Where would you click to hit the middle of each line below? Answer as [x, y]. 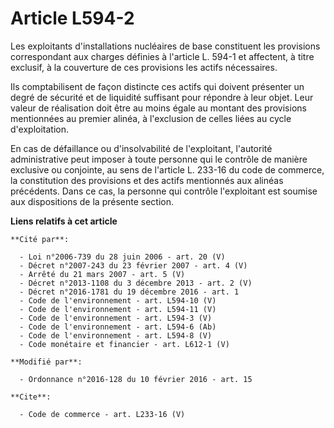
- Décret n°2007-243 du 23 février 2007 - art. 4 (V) [133, 265]
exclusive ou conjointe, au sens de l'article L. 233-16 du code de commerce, [167, 169]
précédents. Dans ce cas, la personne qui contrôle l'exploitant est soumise [164, 191]
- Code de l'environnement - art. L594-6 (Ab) [118, 327]
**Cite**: [31, 397]
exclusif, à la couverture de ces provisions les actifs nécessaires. [144, 67]
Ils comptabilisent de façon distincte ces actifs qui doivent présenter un [157, 86]
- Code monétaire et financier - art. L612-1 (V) [124, 344]
